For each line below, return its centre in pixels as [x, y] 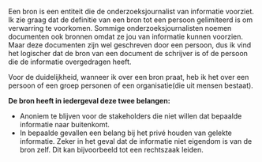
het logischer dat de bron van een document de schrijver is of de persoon [128, 53]
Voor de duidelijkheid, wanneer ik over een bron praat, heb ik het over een [129, 77]
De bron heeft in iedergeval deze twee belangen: [90, 101]
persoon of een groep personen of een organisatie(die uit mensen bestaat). [131, 85]
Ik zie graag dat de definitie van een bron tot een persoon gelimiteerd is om [131, 20]
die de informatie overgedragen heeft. [70, 62]
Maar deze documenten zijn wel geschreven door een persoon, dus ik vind [130, 45]
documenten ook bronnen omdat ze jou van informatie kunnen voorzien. [125, 36]
